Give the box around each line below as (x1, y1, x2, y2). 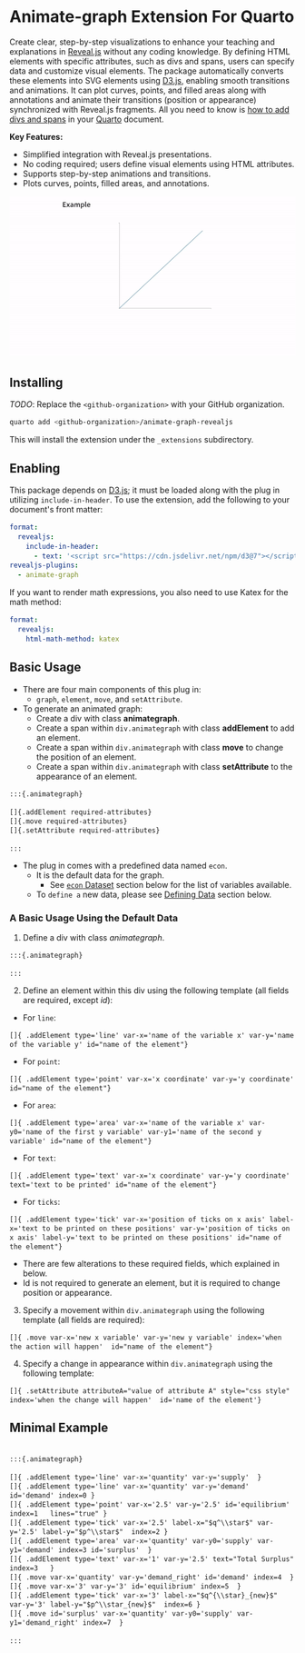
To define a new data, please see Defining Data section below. (35, 889, 272, 900)
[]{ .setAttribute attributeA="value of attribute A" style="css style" (9, 1386, 290, 1396)
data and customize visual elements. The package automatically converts (9, 65, 284, 76)
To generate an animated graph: (22, 702, 143, 714)
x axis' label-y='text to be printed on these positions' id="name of (9, 1233, 282, 1242)
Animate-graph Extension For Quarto (9, 6, 295, 27)
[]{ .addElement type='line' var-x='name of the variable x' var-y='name (9, 1031, 295, 1040)
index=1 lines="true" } (9, 1509, 107, 1519)
